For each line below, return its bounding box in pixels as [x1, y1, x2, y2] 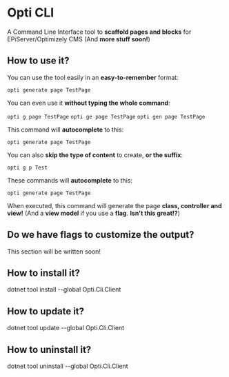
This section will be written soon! [7, 247, 101, 256]
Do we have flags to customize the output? [7, 229, 195, 241]
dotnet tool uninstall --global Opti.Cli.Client [7, 362, 129, 370]
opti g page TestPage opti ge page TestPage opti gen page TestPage [7, 113, 206, 120]
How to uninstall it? [7, 343, 92, 356]
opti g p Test [7, 164, 48, 171]
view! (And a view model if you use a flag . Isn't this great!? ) [7, 209, 181, 217]
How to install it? [7, 267, 81, 278]
